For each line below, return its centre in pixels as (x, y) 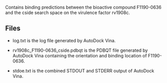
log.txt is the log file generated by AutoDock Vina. (64, 40)
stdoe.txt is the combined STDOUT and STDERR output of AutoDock (83, 70)
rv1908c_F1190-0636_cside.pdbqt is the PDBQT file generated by (80, 50)
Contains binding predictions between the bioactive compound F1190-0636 (83, 7)
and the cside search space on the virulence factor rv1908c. (68, 13)
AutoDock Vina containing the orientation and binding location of (80, 55)
